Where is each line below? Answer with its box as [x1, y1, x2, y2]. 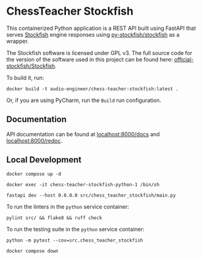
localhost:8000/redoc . [6, 137, 63, 144]
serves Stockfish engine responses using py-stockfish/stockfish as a [6, 31, 180, 38]
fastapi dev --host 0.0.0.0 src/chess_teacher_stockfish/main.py [6, 192, 176, 198]
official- [173, 56, 194, 63]
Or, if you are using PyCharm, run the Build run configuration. [6, 96, 162, 104]
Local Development [6, 154, 82, 165]
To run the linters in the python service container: [6, 203, 129, 210]
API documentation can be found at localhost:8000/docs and [6, 130, 160, 138]
